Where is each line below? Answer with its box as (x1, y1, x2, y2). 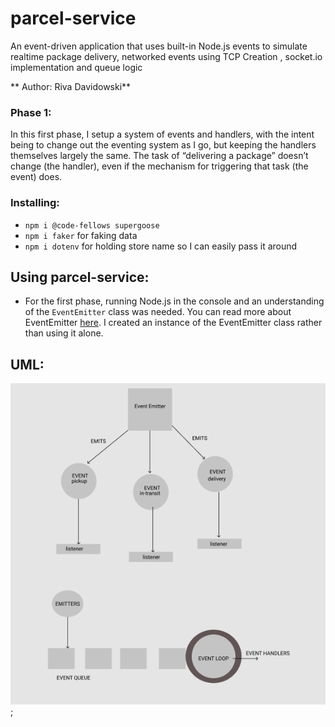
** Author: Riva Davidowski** (10, 80, 132, 92)
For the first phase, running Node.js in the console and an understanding (24, 295, 325, 307)
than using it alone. (24, 327, 104, 339)
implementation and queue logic (10, 61, 143, 73)
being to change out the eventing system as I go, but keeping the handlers (10, 139, 317, 151)
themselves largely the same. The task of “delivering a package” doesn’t (10, 150, 309, 162)
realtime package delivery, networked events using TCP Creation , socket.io (10, 50, 323, 62)
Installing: (10, 196, 60, 210)
